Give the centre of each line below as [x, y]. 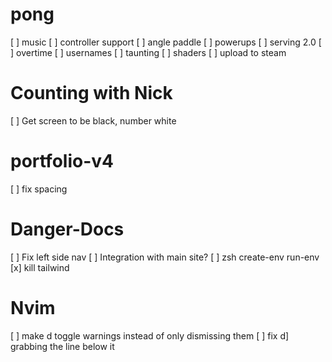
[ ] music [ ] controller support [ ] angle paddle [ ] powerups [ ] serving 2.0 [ [166, 42]
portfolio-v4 [62, 161]
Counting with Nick [91, 93]
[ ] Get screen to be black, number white [93, 120]
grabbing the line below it [62, 346]
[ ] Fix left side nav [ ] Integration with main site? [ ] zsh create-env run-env [165, 257]
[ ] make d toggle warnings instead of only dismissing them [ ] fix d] [150, 335]
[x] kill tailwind [40, 267]
